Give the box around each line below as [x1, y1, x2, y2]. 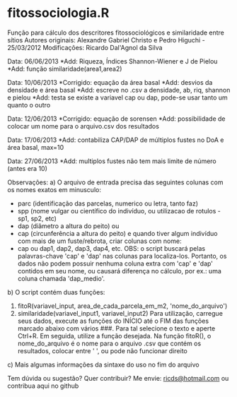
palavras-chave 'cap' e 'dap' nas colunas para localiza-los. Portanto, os [17, 251, 227, 260]
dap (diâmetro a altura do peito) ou [17, 221, 120, 230]
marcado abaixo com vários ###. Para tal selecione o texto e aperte [17, 324, 216, 333]
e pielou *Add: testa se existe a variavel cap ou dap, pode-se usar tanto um [7, 93, 228, 102]
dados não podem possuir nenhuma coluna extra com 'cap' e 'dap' [17, 259, 214, 268]
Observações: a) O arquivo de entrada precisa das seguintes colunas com [7, 178, 224, 186]
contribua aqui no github [7, 381, 79, 390]
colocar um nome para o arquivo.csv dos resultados [7, 122, 159, 130]
